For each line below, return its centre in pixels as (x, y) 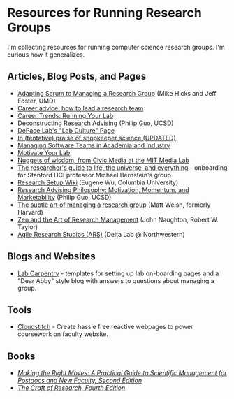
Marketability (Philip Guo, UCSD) (64, 197)
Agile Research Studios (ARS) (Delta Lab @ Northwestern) (101, 234)
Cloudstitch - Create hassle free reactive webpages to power (105, 327)
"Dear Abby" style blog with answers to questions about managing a (116, 280)
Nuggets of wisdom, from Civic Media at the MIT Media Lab (103, 160)
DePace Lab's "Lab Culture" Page (66, 130)
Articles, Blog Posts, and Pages (77, 77)
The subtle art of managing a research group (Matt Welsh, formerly (114, 205)
